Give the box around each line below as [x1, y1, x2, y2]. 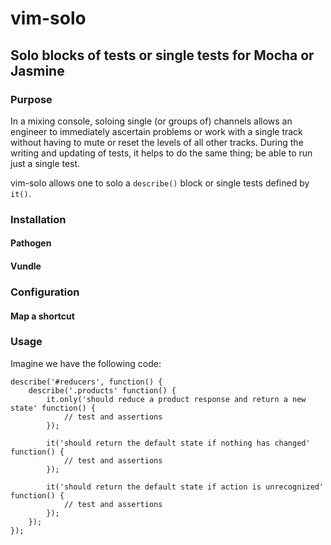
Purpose [10, 92, 53, 106]
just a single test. [10, 157, 81, 169]
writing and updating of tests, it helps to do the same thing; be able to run [10, 147, 313, 159]
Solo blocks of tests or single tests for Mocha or [10, 47, 315, 64]
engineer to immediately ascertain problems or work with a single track [10, 125, 303, 137]
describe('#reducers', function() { [10, 377, 163, 387]
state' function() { [10, 403, 97, 413]
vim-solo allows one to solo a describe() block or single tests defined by [10, 177, 310, 189]
